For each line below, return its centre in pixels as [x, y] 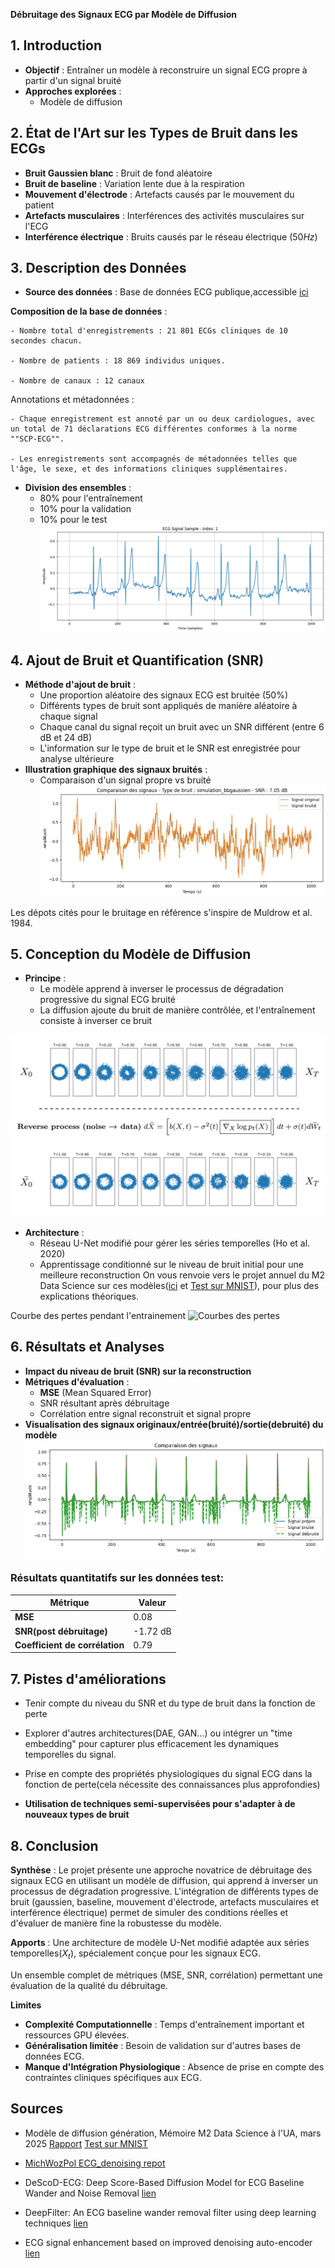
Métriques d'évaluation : [77, 1381]
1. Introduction [56, 45]
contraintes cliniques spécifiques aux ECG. [113, 2077]
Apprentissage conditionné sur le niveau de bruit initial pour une [171, 1264]
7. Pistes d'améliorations [88, 1679]
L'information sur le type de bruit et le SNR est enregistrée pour [170, 748]
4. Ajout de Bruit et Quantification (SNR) [137, 660]
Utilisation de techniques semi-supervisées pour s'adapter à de [160, 1804]
